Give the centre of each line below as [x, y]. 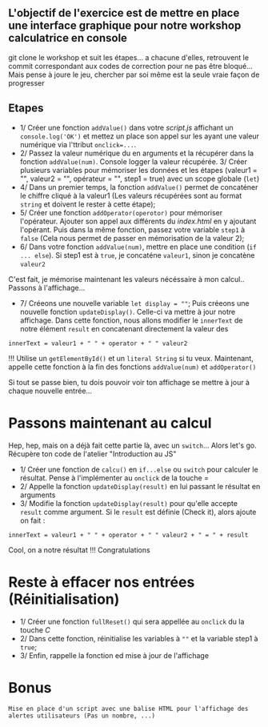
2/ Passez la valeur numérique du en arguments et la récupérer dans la [137, 153]
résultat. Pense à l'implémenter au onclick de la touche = [114, 478]
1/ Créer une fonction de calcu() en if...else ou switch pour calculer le [139, 469]
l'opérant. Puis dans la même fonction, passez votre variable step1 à [132, 229]
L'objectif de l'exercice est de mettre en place [124, 13]
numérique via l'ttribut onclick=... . [78, 144]
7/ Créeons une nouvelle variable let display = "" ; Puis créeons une [134, 303]
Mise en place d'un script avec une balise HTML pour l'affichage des [128, 709]
